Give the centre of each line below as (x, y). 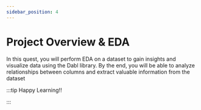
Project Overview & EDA (68, 42)
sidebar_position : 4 (33, 12)
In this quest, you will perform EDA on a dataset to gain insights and (91, 59)
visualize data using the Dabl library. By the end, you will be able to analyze (101, 65)
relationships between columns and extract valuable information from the (98, 72)
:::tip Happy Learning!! (34, 90)
